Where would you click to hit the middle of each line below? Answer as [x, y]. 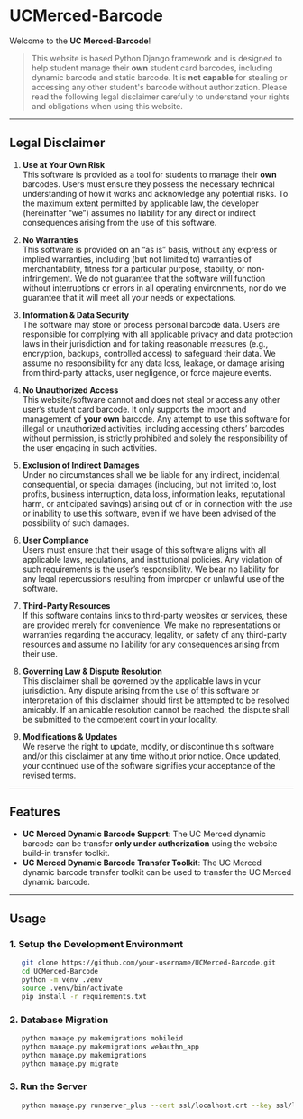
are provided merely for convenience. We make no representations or [151, 625]
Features [35, 812]
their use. [40, 653]
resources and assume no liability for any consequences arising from [151, 644]
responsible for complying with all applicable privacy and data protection [157, 334]
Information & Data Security [76, 315]
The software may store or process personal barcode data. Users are [151, 324]
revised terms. [49, 775]
